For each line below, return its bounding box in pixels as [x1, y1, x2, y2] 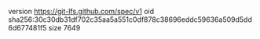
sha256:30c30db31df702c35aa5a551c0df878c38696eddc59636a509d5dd [8, 15, 253, 24]
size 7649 [48, 23, 81, 32]
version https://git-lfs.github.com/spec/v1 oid [8, 7, 155, 16]
